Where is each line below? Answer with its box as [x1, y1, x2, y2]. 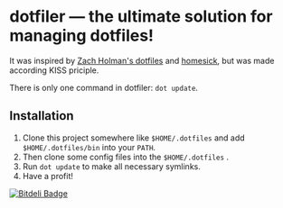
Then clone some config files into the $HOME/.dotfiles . [22, 151, 229, 162]
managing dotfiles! [9, 25, 155, 46]
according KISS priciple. [9, 65, 99, 76]
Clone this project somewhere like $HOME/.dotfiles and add [22, 132, 246, 143]
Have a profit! [22, 170, 74, 181]
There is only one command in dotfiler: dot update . [9, 82, 199, 93]
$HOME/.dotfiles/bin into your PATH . [22, 141, 156, 152]
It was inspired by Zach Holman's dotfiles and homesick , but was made [9, 55, 275, 66]
